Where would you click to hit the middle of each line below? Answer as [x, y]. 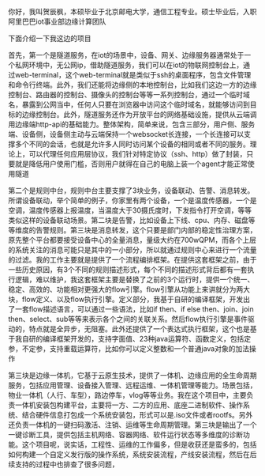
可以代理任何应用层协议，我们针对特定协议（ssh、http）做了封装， [138, 154]
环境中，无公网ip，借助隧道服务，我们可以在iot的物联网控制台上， [136, 65]
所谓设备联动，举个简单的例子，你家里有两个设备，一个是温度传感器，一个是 [132, 200]
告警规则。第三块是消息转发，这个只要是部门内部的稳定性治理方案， [146, 230]
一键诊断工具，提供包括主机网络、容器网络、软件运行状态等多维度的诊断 [125, 434]
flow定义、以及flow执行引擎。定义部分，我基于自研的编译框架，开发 [132, 299]
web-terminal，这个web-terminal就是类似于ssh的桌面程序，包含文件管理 [133, 75]
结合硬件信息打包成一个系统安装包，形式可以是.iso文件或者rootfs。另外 [137, 415]
